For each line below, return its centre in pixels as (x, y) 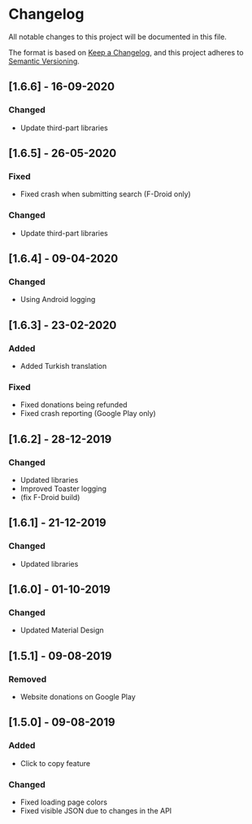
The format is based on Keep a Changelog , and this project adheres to (126, 52)
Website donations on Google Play (78, 697)
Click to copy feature (55, 763)
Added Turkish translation (63, 366)
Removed (28, 679)
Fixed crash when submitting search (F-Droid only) (105, 194)
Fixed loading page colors (64, 802)
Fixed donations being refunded (74, 405)
